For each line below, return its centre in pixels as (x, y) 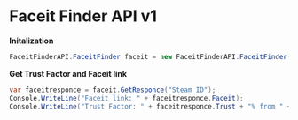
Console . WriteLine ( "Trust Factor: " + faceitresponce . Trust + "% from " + (150, 106)
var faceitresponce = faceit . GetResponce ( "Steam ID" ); (113, 90)
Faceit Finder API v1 (83, 16)
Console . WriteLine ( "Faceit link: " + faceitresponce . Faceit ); (126, 98)
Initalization (31, 41)
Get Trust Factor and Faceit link (68, 73)
